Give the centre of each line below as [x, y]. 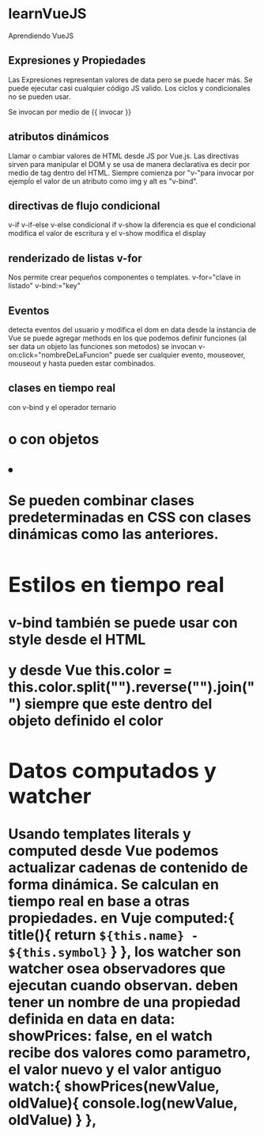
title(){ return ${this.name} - [104, 935]
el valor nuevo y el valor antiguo [115, 1070]
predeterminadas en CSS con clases [130, 517]
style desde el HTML [77, 639]
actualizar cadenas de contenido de [128, 868]
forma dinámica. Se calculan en [114, 885]
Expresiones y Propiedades [77, 61]
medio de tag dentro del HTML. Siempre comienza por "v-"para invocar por [131, 173]
